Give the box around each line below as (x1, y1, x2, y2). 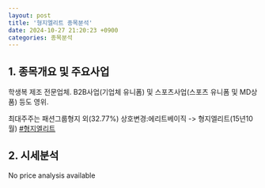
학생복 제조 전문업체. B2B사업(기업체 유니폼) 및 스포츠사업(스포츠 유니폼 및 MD (8, 88, 252, 97)
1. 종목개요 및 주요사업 (8, 65, 110, 78)
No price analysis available (8, 171, 96, 180)
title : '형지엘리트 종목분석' (8, 19, 93, 27)
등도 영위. (18, 97, 49, 107)
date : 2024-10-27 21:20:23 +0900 (8, 26, 119, 34)
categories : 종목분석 (8, 33, 73, 42)
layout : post (8, 11, 51, 20)
